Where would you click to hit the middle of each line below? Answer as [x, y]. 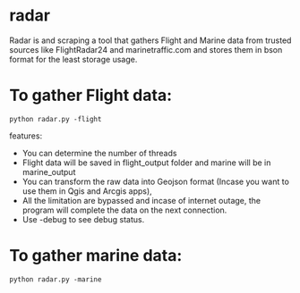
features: [26, 136]
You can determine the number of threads [99, 153]
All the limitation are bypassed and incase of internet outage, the [141, 200]
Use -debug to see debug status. [83, 219]
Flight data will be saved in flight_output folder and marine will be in [146, 163]
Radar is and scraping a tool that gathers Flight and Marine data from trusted [150, 40]
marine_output [49, 172]
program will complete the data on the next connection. [124, 210]
